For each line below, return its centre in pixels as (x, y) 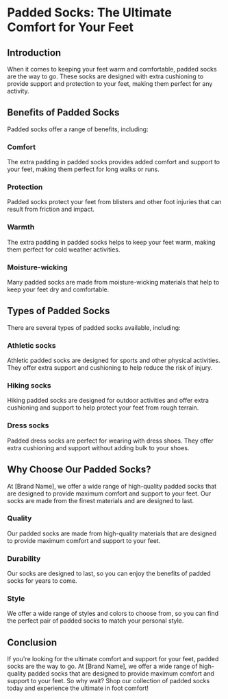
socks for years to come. (42, 581)
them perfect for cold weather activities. (64, 249)
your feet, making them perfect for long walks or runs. (83, 169)
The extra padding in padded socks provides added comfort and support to (114, 162)
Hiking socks (29, 386)
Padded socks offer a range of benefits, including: (78, 129)
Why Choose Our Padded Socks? (79, 470)
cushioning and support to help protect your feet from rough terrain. (103, 408)
